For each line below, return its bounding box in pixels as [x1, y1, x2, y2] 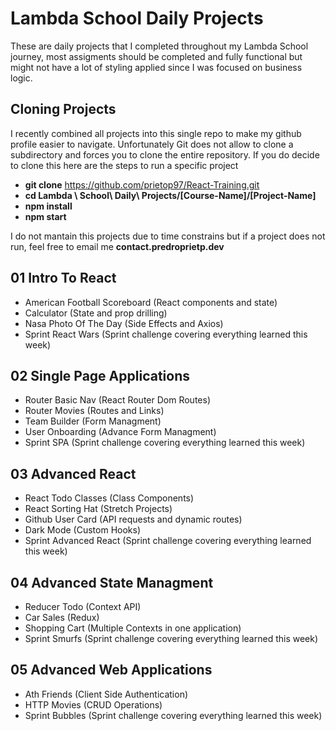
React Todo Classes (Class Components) [24, 492, 195, 504]
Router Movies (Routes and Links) [24, 405, 165, 417]
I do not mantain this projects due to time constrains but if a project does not [10, 230, 326, 242]
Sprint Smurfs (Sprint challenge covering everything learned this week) [24, 633, 319, 644]
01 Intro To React [10, 270, 117, 287]
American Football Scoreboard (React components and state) [24, 296, 278, 308]
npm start [24, 210, 67, 222]
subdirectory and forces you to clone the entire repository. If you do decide [10, 148, 320, 161]
